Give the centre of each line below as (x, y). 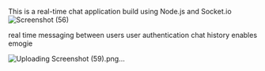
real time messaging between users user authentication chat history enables (133, 35)
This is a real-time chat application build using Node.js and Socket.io (120, 11)
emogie (21, 43)
